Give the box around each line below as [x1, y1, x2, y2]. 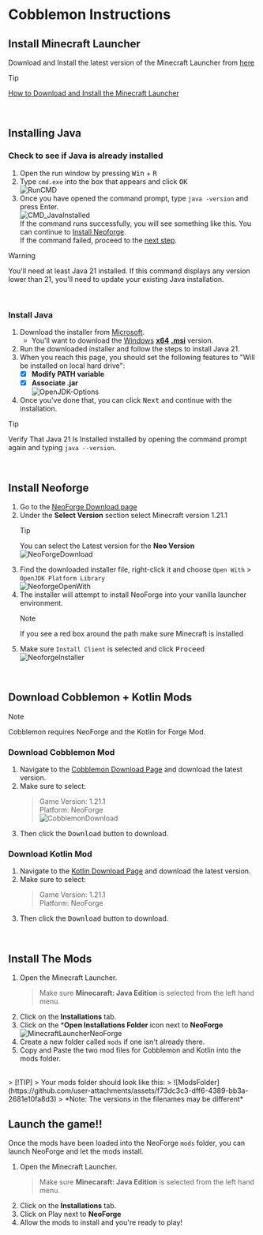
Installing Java [8, 126, 81, 140]
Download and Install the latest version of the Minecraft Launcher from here [8, 58, 255, 67]
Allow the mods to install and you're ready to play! [19, 1218, 183, 1227]
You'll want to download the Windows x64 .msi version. [31, 336, 214, 345]
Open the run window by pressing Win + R [19, 168, 158, 178]
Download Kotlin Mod [8, 848, 92, 859]
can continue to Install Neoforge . [19, 227, 126, 236]
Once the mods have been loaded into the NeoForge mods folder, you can [8, 1138, 246, 1147]
